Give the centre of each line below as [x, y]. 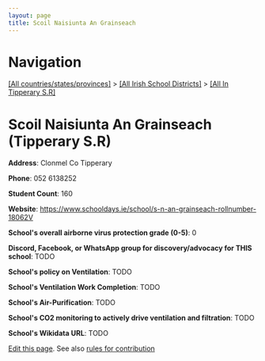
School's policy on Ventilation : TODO [70, 272]
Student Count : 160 [41, 194]
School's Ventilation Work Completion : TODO [84, 287]
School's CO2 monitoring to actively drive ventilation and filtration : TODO [131, 318]
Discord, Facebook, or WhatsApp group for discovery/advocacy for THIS [130, 248]
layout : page [30, 15]
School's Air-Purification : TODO [62, 302]
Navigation [45, 62]
